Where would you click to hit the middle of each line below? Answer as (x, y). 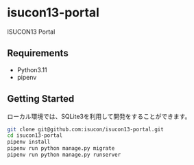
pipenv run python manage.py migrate (61, 148)
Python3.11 (32, 69)
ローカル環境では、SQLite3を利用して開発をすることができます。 (99, 116)
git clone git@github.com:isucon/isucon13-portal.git (86, 129)
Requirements (38, 53)
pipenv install (29, 142)
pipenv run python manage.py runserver (64, 155)
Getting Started (41, 99)
